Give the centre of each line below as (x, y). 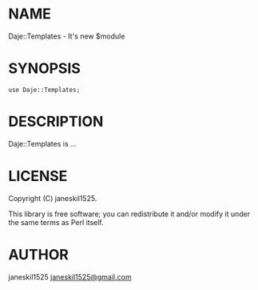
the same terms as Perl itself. (56, 222)
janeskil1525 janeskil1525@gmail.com (70, 276)
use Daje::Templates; (44, 90)
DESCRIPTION (56, 122)
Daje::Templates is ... (43, 143)
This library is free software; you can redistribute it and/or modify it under (129, 214)
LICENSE (38, 176)
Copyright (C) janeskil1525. (53, 198)
